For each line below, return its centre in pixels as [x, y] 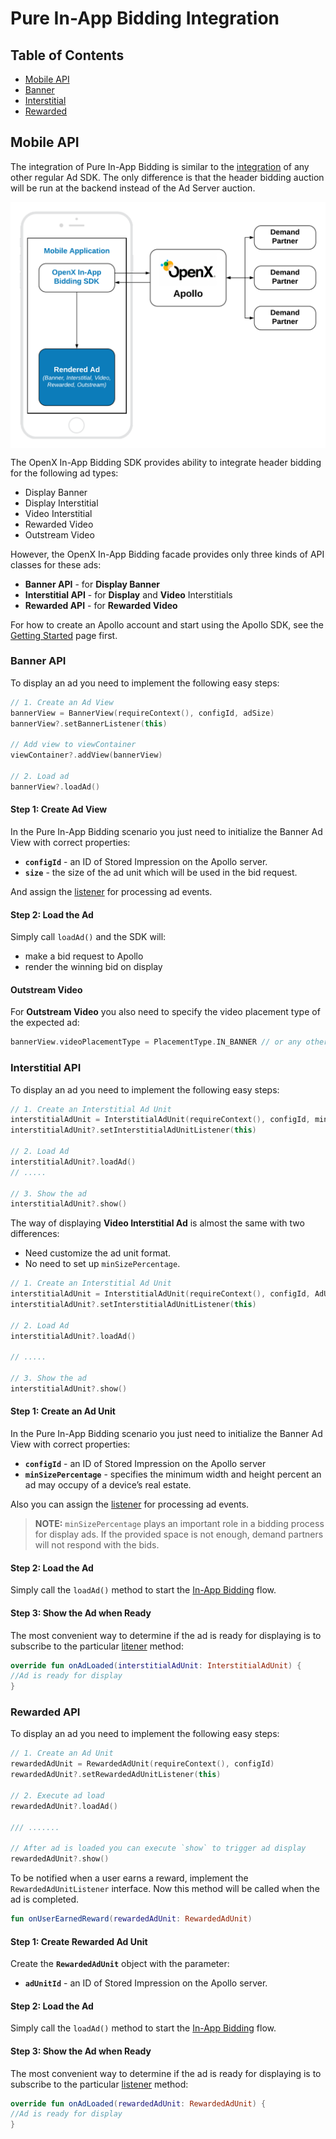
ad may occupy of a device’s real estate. [108, 1485]
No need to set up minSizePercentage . [102, 1264]
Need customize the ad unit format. [98, 1253]
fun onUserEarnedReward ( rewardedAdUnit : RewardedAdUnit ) [131, 1919]
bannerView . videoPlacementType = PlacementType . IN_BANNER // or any [156, 1042]
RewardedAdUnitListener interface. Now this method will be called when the [165, 1889]
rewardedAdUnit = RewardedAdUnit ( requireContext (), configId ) [142, 1764]
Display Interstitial [61, 503]
